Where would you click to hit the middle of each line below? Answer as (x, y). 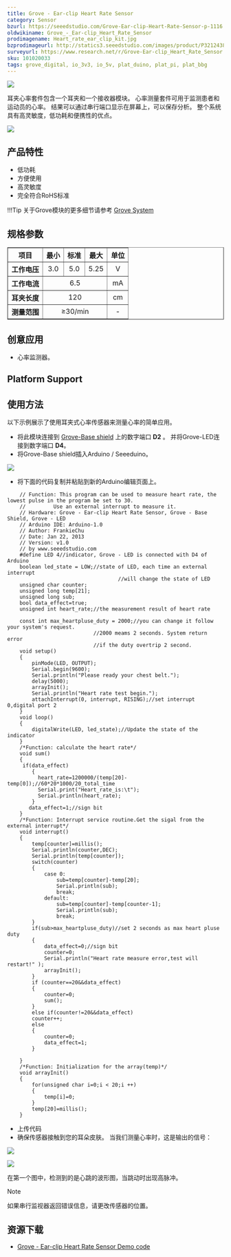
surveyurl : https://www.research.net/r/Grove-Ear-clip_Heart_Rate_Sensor (115, 52)
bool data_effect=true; (54, 603)
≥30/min (75, 312)
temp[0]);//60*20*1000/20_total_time (61, 784)
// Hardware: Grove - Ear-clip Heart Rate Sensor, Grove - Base (113, 513)
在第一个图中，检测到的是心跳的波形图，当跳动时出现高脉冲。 (95, 1178)
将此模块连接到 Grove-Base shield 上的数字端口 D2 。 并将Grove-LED (115, 437)
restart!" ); (26, 964)
